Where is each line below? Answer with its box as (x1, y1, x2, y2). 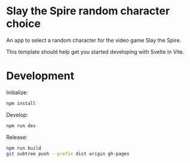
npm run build (6, 145, 42, 151)
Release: (6, 133, 28, 141)
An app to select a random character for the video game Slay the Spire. (6, 36, 182, 44)
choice (6, 17, 41, 30)
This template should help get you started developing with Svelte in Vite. (6, 48, 185, 55)
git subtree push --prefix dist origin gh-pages (6, 150, 130, 156)
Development (6, 69, 75, 83)
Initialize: (6, 88, 28, 96)
